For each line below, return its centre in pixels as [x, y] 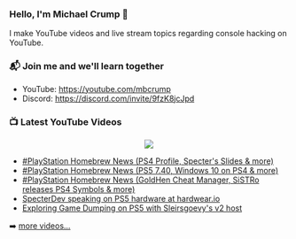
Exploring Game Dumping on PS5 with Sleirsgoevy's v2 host [132, 208]
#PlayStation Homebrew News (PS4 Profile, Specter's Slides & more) [148, 161]
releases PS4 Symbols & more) [78, 189]
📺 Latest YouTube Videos [66, 121]
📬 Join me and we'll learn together [86, 66]
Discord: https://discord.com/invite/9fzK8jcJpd [108, 98]
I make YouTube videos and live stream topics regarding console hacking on [148, 34]
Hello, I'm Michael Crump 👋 [69, 14]
